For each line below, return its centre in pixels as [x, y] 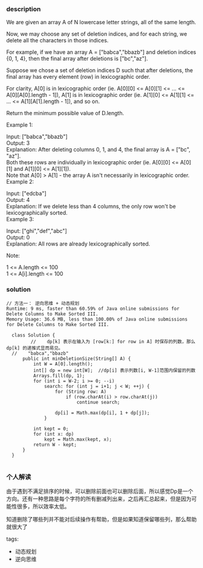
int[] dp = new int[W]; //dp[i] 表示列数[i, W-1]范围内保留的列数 [114, 370]
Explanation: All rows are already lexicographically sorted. [78, 244]
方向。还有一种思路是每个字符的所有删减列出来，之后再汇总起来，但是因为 [99, 498]
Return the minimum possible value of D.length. [65, 113]
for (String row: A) [81, 392]
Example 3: [20, 219]
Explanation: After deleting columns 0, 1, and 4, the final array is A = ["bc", [98, 150]
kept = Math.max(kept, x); [78, 439]
